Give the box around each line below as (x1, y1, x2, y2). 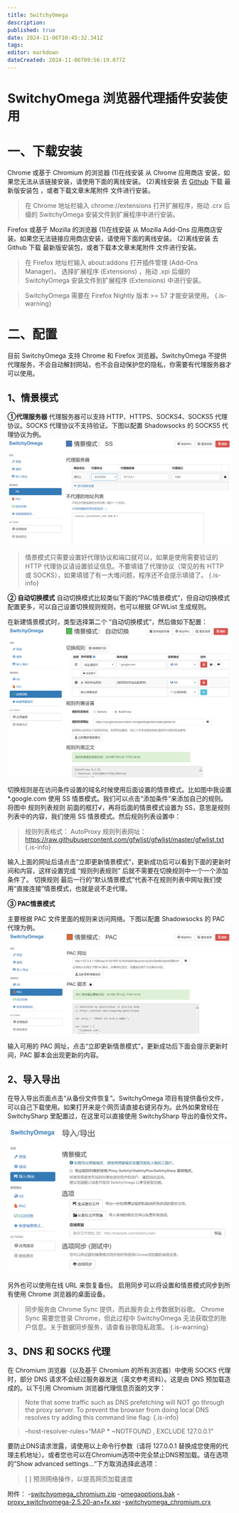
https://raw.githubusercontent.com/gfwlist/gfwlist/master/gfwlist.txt (24, 836, 225, 844)
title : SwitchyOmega (7, 11, 69, 19)
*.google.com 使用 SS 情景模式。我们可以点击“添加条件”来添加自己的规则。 (7, 794, 228, 803)
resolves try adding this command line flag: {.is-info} (24, 1413, 179, 1421)
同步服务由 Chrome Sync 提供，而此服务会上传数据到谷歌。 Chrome (24, 1304, 225, 1314)
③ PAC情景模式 (7, 900, 55, 908)
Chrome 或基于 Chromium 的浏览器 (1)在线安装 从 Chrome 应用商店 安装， (7, 168, 224, 177)
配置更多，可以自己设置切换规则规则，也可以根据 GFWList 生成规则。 (7, 602, 211, 610)
